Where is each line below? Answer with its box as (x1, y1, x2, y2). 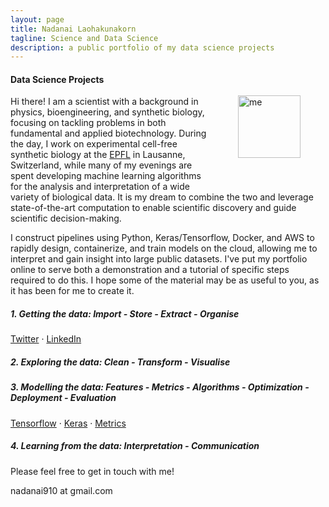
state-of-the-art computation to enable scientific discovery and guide (10, 202, 297, 214)
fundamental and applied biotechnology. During (10, 127, 207, 140)
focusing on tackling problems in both (10, 117, 167, 129)
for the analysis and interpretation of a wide (10, 181, 190, 193)
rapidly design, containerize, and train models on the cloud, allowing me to (10, 242, 318, 255)
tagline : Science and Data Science (10, 33, 159, 43)
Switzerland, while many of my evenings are (10, 159, 193, 171)
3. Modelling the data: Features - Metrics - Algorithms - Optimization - (10, 381, 310, 393)
